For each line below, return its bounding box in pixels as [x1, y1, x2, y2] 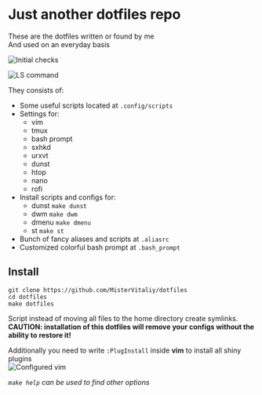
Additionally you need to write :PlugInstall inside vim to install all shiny [8, 346, 242, 355]
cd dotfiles [8, 293, 47, 301]
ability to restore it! [8, 330, 72, 339]
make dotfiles [8, 300, 55, 308]
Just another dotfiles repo [8, 5, 181, 24]
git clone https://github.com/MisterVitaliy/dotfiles [8, 286, 188, 294]
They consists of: [8, 85, 64, 95]
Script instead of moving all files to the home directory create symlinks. [8, 313, 238, 323]
